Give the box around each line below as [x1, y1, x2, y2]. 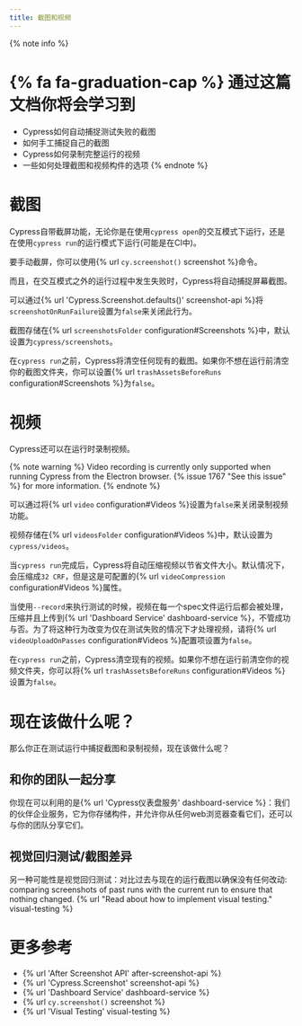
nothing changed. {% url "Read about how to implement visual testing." [9, 894, 272, 904]
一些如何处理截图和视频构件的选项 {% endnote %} [22, 159, 209, 171]
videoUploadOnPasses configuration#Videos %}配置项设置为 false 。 [9, 635, 257, 646]
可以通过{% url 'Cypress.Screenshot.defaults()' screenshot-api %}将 [9, 294, 263, 305]
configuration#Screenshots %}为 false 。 [9, 377, 160, 388]
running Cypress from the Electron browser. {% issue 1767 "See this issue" [9, 471, 287, 482]
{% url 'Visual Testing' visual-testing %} [22, 1005, 171, 1016]
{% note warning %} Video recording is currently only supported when [9, 462, 271, 473]
